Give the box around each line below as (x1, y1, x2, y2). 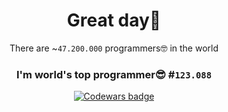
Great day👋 (66, 9, 162, 32)
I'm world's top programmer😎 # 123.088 (15, 67, 213, 81)
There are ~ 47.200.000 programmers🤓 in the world (9, 42, 219, 54)
